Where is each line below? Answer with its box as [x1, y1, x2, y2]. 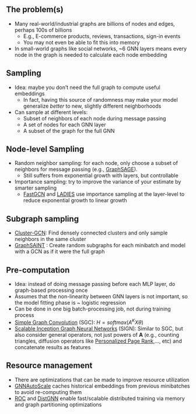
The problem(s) [6, 5, 64, 15]
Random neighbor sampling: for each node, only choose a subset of [14, 160, 178, 167]
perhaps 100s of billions [14, 26, 72, 33]
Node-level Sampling [6, 144, 85, 154]
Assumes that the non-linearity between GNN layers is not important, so [14, 293, 188, 300]
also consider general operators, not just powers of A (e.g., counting [14, 331, 180, 338]
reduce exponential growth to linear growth [23, 197, 127, 204]
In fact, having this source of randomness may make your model [23, 96, 178, 103]
